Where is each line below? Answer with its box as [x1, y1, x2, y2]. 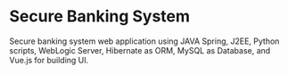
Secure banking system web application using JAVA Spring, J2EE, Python [9, 36, 280, 46]
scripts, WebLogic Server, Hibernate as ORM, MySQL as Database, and [9, 45, 271, 55]
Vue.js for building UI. [9, 54, 89, 65]
